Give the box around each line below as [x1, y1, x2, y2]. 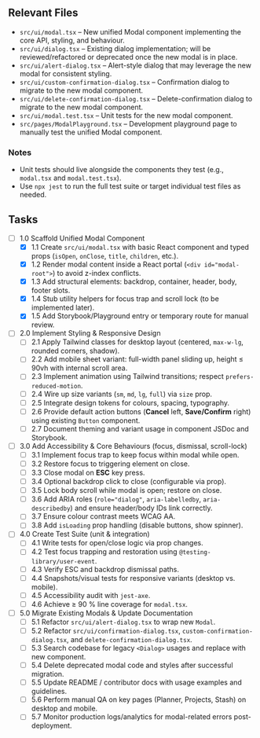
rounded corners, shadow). [31, 346, 120, 356]
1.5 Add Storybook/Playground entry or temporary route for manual [31, 311, 249, 321]
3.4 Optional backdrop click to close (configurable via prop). [31, 477, 226, 486]
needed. [19, 190, 47, 200]
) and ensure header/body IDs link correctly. [70, 503, 213, 513]
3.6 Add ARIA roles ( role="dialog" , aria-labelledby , [31, 494, 202, 504]
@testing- [179, 549, 211, 556]
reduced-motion [31, 382, 81, 390]
